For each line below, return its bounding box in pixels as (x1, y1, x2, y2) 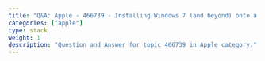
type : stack (8, 26, 48, 34)
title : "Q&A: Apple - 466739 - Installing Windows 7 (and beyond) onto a (8, 11, 258, 20)
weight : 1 (8, 33, 41, 42)
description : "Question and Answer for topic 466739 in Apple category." (8, 41, 258, 49)
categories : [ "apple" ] (8, 19, 83, 27)
